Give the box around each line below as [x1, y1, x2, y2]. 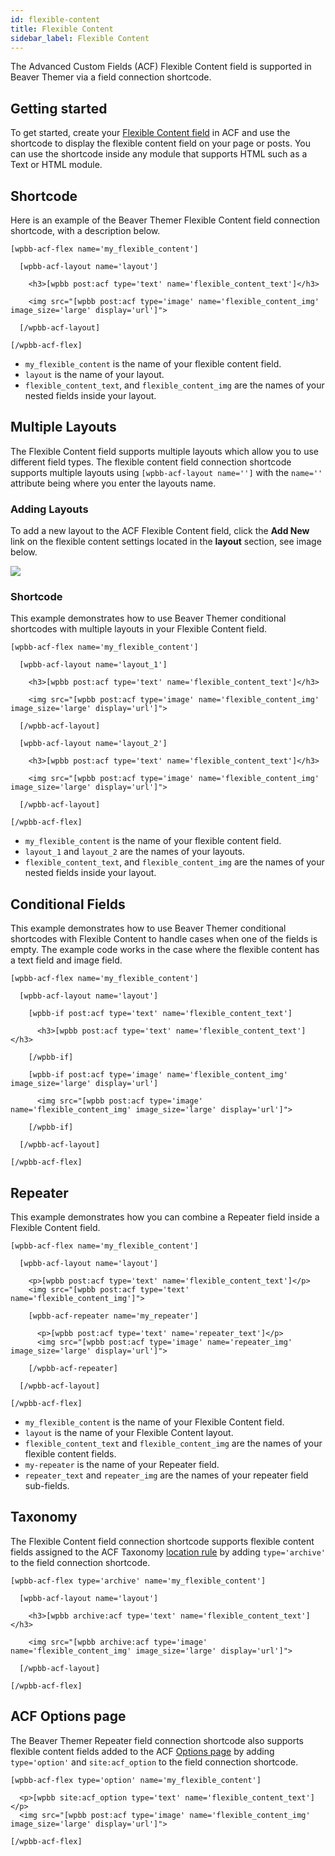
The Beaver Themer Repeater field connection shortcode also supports [10, 1734, 304, 1746]
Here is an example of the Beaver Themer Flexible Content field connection [10, 214, 321, 226]
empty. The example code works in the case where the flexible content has [10, 944, 320, 956]
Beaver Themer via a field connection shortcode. [10, 71, 212, 83]
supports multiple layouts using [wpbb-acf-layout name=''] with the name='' [10, 466, 323, 478]
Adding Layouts [10, 502, 89, 516]
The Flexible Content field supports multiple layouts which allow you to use [10, 445, 319, 457]
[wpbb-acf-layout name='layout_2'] [19, 739, 168, 749]
